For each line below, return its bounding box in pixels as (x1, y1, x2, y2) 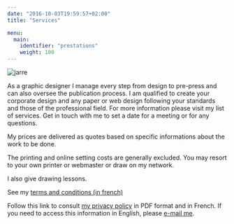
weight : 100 (20, 49, 54, 56)
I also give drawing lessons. (7, 174, 87, 183)
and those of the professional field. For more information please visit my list (7, 104, 225, 112)
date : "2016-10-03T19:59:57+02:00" (7, 10, 111, 17)
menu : (7, 29, 23, 36)
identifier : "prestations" (20, 43, 98, 50)
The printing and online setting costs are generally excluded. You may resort (7, 153, 227, 162)
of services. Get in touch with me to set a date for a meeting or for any (7, 111, 210, 120)
